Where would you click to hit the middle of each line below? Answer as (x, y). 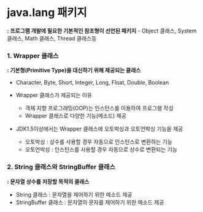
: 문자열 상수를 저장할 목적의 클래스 (48, 181)
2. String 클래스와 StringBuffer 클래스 (61, 167)
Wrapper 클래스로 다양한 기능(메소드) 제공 (75, 116)
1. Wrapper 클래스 (33, 56)
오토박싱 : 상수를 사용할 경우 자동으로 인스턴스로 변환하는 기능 (98, 142)
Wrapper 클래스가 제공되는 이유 (54, 95)
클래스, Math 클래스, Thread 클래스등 (52, 38)
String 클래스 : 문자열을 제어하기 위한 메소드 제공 (74, 194)
